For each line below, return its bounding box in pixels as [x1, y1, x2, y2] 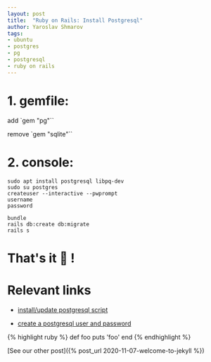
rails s [7, 226, 30, 234]
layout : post [7, 10, 46, 18]
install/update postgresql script [17, 305, 108, 313]
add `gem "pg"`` [7, 116, 54, 124]
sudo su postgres [7, 183, 58, 190]
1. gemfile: [7, 93, 69, 109]
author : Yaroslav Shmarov [7, 23, 83, 30]
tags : [7, 30, 23, 37]
